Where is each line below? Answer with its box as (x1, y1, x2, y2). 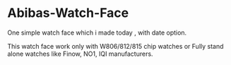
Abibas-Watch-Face (7, 5, 129, 21)
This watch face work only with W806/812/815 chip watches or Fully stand (7, 42, 224, 50)
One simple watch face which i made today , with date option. (7, 28, 187, 37)
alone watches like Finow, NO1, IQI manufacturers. (7, 49, 153, 58)
